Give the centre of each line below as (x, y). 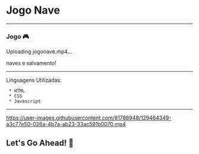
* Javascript (25, 101)
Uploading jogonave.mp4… (39, 52)
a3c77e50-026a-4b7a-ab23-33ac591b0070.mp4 (66, 124)
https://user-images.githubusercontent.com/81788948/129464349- (89, 118)
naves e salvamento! (31, 63)
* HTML (17, 91)
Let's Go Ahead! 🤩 (40, 143)
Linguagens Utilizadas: (34, 80)
